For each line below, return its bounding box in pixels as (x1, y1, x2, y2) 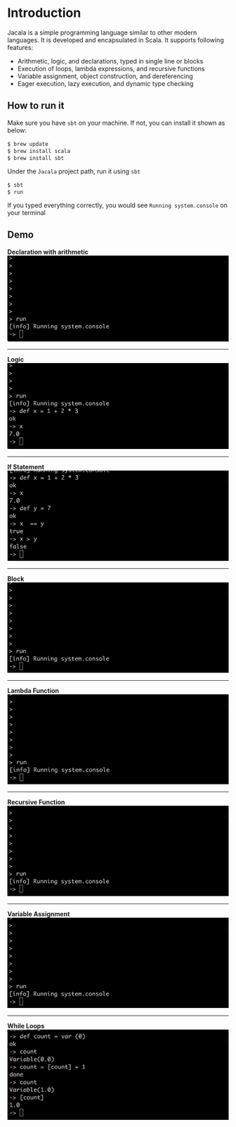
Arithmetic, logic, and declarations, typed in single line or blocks (17, 56, 204, 65)
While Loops (7, 1021, 45, 1030)
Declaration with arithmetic (7, 247, 89, 256)
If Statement (7, 463, 44, 472)
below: (7, 125, 27, 135)
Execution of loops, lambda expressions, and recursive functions (17, 64, 205, 73)
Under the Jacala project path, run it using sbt (7, 167, 140, 175)
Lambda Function (7, 686, 60, 695)
